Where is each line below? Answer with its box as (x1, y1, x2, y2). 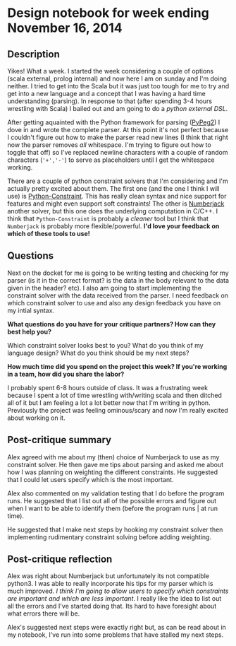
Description (7, 48, 60, 60)
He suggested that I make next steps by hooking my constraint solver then (7, 525, 223, 534)
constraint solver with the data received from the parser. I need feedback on (7, 291, 229, 300)
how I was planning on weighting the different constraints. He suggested (7, 468, 218, 476)
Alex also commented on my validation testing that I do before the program (7, 489, 225, 498)
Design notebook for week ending (7, 5, 209, 21)
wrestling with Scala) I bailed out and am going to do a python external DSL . (7, 105, 228, 112)
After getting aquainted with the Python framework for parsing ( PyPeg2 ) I (7, 118, 221, 127)
